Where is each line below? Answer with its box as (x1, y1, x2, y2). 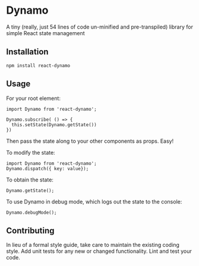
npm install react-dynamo (6, 62, 70, 68)
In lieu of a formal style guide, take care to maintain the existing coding (6, 242, 180, 249)
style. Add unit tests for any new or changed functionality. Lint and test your (6, 248, 192, 255)
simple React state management (6, 29, 85, 36)
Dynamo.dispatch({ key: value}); (6, 165, 89, 171)
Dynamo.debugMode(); (6, 209, 58, 215)
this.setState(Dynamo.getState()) (11, 121, 97, 128)
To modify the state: (6, 149, 55, 156)
